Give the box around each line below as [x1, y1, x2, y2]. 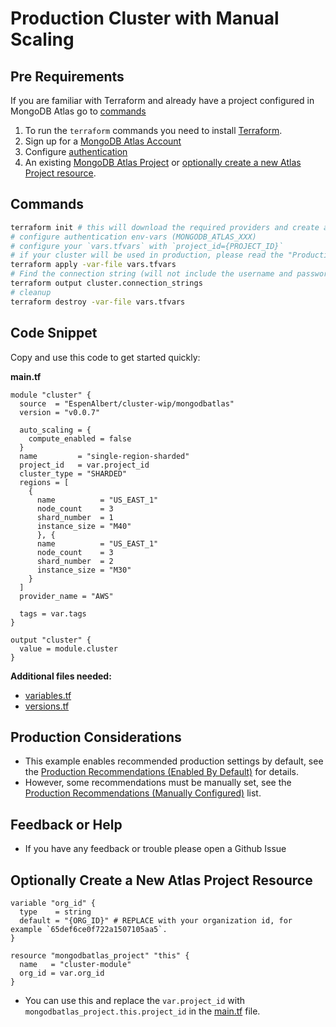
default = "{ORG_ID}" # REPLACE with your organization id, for [19, 915, 293, 926]
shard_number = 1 [36, 512, 114, 522]
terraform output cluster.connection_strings [10, 278, 203, 289]
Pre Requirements [10, 68, 125, 85]
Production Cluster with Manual [10, 7, 280, 30]
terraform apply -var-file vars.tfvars [10, 260, 177, 270]
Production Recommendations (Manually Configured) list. [24, 787, 262, 799]
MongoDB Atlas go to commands [10, 105, 147, 117]
